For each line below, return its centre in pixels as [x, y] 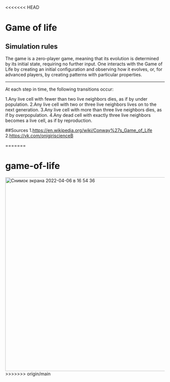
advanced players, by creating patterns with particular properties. [74, 75]
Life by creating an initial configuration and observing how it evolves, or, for [84, 69]
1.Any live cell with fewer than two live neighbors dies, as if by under [76, 99]
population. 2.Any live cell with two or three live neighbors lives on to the [81, 104]
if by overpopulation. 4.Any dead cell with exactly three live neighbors [78, 115]
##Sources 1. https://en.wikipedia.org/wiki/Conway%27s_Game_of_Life [79, 130]
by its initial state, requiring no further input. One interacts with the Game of [84, 64]
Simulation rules [32, 46]
